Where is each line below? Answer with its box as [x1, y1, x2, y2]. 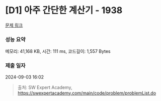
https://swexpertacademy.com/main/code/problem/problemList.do [17, 90, 156, 96]
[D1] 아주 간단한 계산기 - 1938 [5, 5, 123, 16]
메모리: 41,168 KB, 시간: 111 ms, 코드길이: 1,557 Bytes [5, 48, 111, 54]
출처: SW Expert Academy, [17, 84, 72, 90]
